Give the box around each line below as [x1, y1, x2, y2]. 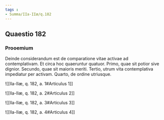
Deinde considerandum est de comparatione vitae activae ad [5, 56, 129, 62]
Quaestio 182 [5, 30, 47, 38]
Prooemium [5, 45, 33, 51]
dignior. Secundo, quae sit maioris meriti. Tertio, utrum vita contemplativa [5, 66, 154, 72]
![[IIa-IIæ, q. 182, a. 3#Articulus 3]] [5, 100, 75, 106]
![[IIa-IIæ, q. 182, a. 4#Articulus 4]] [5, 109, 75, 115]
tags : [5, 7, 19, 12]
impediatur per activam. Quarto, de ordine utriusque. [5, 72, 111, 77]
